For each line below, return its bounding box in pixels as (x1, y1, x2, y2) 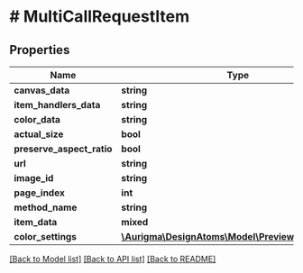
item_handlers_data (14, 99, 101, 111)
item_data (14, 216, 58, 228)
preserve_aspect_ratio (14, 142, 113, 155)
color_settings (14, 231, 77, 242)
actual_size (14, 128, 64, 141)
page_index (14, 187, 65, 199)
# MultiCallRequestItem (9, 6, 190, 27)
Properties (9, 42, 70, 58)
